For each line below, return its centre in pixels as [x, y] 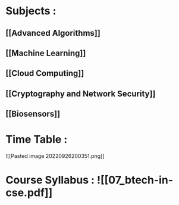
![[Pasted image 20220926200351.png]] [55, 156]
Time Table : [37, 140]
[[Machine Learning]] [46, 53]
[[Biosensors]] [33, 114]
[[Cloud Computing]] [45, 74]
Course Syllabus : [50, 180]
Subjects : [31, 11]
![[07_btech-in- [135, 180]
